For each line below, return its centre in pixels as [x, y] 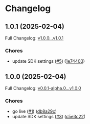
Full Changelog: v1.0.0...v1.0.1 [34, 38]
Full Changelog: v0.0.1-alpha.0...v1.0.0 [43, 89]
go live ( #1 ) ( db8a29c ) [34, 111]
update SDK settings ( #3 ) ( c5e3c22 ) [49, 117]
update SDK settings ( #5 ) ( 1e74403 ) [48, 61]
